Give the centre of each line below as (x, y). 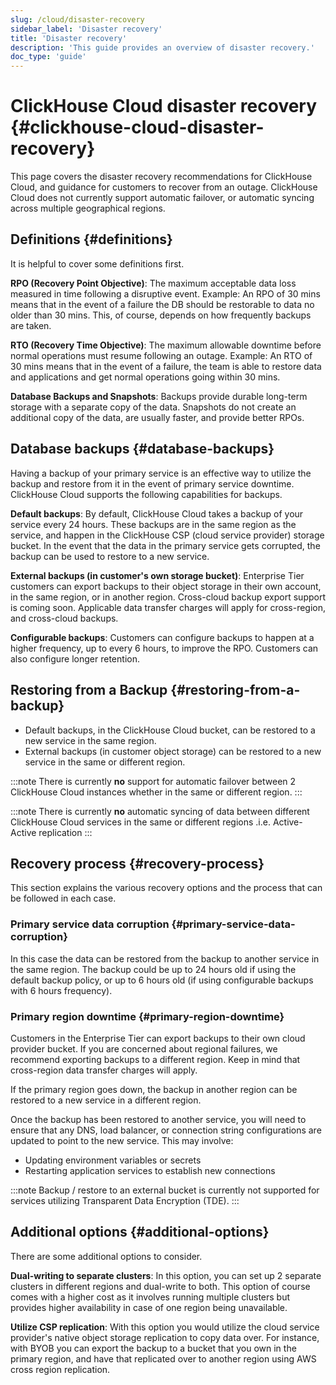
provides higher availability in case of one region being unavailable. (149, 1307)
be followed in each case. (63, 898)
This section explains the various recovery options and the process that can (166, 888)
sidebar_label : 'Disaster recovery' (86, 29)
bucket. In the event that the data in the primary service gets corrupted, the (165, 545)
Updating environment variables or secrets (113, 1160)
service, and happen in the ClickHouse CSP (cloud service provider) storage (167, 535)
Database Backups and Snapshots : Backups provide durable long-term (159, 396)
